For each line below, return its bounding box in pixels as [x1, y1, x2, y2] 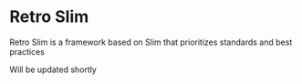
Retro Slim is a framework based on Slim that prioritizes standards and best [9, 37, 293, 47]
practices [9, 46, 46, 57]
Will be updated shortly [9, 64, 98, 75]
